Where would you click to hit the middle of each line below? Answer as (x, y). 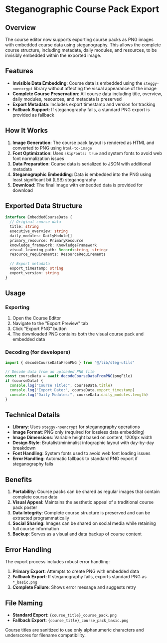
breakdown (24, 448)
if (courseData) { (24, 381)
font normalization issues (38, 159)
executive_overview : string (39, 231)
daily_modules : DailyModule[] (41, 236)
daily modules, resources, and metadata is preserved (67, 99)
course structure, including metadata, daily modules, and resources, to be (81, 50)
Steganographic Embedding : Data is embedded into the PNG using (82, 174)
